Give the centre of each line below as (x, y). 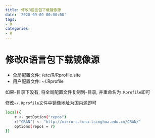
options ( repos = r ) (35, 126)
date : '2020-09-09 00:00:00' (36, 15)
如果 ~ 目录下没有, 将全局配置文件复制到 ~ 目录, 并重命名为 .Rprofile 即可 (78, 92)
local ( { (13, 112)
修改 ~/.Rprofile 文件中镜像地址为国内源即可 (51, 103)
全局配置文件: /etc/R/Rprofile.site (47, 75)
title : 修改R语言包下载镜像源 (33, 10)
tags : (11, 19)
